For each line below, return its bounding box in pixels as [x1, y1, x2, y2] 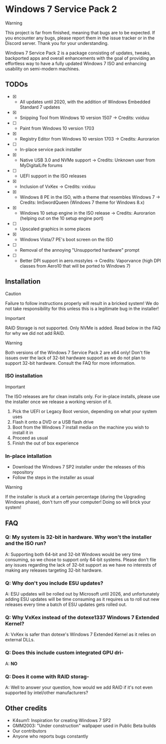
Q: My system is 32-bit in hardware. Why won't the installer [5, 534, 152, 541]
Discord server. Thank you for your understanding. [5, 40, 109, 46]
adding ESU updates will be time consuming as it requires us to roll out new [5, 596, 160, 602]
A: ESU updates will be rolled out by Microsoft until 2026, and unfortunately [5, 591, 160, 597]
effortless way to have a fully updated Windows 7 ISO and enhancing [5, 60, 147, 66]
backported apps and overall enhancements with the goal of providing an [5, 55, 156, 61]
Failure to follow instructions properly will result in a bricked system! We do [5, 300, 159, 306]
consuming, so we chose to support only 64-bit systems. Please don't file [5, 557, 157, 563]
